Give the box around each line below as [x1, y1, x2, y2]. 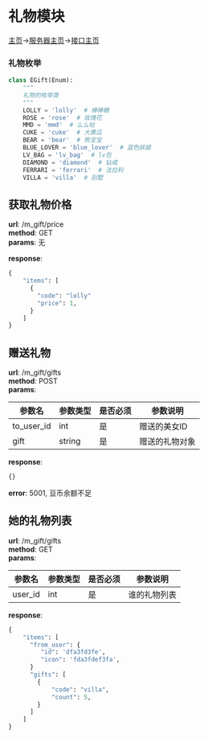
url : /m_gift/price [8, 219, 64, 229]
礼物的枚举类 [22, 91, 59, 99]
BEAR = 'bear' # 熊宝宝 [22, 136, 103, 145]
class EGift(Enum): [8, 76, 74, 84]
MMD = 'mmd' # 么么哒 [22, 121, 95, 129]
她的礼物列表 [8, 514, 72, 527]
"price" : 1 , [37, 299, 78, 307]
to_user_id [12, 420, 51, 432]
